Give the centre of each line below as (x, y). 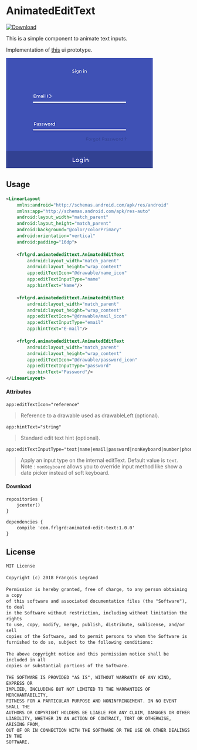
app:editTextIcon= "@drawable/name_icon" (77, 273)
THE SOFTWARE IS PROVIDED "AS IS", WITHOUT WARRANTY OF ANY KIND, (89, 678)
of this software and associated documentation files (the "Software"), (97, 602)
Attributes (19, 391)
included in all (26, 660)
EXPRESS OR (19, 684)
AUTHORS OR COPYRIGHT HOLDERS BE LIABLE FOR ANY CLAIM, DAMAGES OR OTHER (98, 713)
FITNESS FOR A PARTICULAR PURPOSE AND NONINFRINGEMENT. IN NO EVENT (91, 701)
